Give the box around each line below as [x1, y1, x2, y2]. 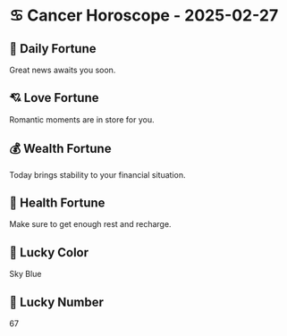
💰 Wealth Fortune [9, 141, 112, 156]
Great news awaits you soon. [9, 64, 116, 75]
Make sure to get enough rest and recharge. [9, 219, 172, 230]
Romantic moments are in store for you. [9, 113, 155, 125]
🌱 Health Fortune [9, 196, 106, 211]
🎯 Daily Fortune [9, 41, 97, 56]
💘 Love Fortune [9, 90, 99, 105]
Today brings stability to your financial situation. [9, 169, 186, 180]
